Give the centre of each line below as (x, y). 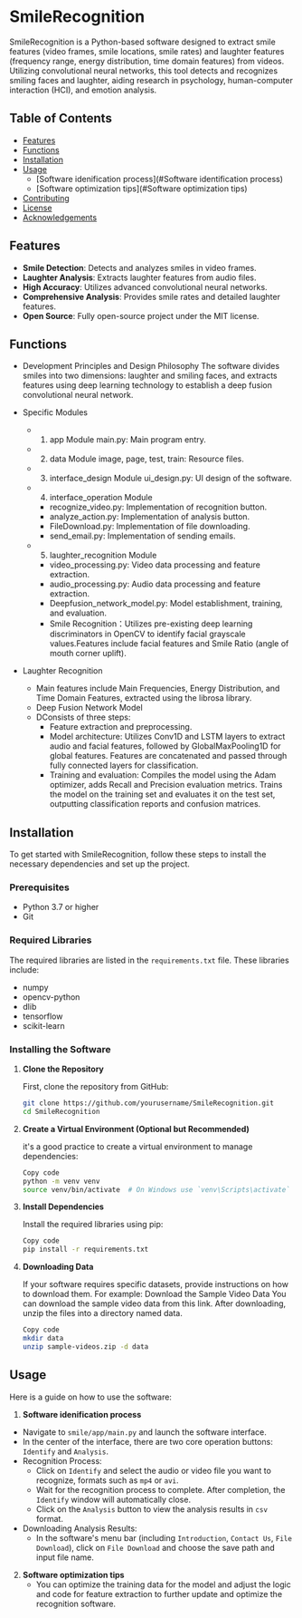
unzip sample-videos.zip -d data (85, 1347)
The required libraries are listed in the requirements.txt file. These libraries (149, 960)
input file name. (65, 1557)
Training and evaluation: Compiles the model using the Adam (163, 775)
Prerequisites (39, 887)
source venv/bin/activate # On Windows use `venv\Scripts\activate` (156, 1189)
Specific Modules (55, 412)
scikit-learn (43, 1025)
